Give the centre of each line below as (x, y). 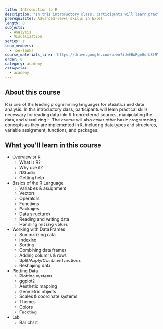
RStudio (27, 173)
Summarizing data (37, 234)
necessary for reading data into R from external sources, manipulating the (79, 114)
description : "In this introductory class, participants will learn (76, 14)
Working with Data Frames (39, 229)
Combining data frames (43, 250)
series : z (15, 41)
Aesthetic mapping (38, 286)
